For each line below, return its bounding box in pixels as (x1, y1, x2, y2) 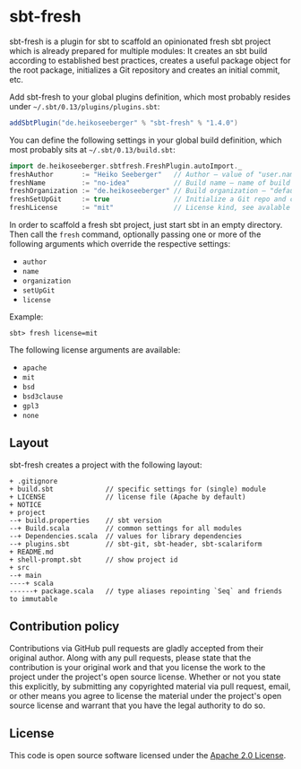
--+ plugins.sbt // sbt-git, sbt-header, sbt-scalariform (9, 539, 262, 548)
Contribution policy (9, 619, 120, 634)
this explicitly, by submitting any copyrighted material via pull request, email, (9, 680, 291, 692)
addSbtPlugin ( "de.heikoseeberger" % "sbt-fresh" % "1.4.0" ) (9, 118, 239, 127)
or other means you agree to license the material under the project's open (9, 690, 282, 701)
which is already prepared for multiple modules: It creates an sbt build (9, 45, 268, 56)
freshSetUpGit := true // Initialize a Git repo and (9, 195, 287, 204)
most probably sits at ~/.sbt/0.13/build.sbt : (9, 144, 176, 154)
